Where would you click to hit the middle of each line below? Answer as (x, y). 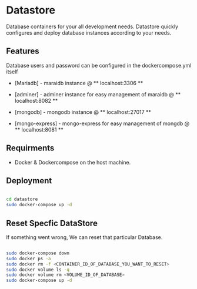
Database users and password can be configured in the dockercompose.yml (99, 65)
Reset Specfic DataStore (52, 223)
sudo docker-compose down (38, 253)
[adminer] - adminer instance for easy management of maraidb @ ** (98, 94)
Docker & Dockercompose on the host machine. (73, 162)
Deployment (29, 181)
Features (23, 51)
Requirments (30, 148)
